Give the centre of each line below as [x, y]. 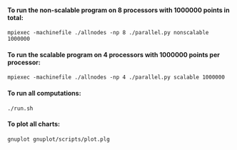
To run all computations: [44, 93]
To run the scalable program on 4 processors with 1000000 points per [114, 54]
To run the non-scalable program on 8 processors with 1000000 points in [118, 10]
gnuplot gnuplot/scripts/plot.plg [59, 139]
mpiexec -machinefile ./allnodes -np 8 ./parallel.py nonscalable [108, 33]
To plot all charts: [34, 124]
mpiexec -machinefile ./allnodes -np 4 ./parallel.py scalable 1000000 [116, 77]
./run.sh [20, 108]
